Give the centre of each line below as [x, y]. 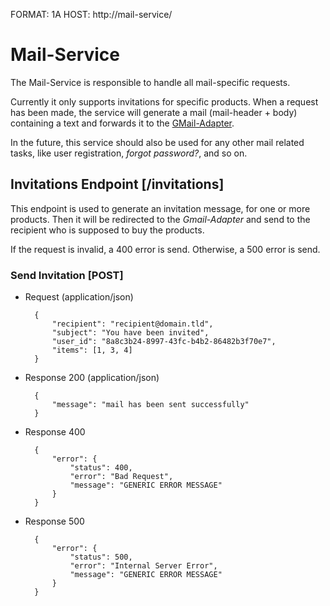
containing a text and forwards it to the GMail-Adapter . [122, 123]
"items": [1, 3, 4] [92, 350]
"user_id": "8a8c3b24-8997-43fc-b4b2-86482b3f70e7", [164, 342]
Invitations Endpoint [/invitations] [117, 184]
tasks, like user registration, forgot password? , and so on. [129, 153]
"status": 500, [101, 557]
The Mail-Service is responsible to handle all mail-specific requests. [150, 82]
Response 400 [55, 432]
